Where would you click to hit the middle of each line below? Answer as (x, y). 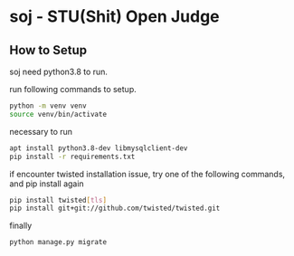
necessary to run (41, 131)
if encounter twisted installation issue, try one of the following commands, (147, 174)
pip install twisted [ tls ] (58, 200)
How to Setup (48, 50)
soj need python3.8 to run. (59, 71)
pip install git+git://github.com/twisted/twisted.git (115, 209)
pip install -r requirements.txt (72, 156)
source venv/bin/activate (58, 114)
